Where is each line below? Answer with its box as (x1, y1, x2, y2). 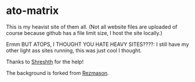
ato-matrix (6, 4, 59, 17)
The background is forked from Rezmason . (6, 69, 109, 76)
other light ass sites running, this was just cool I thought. (6, 47, 142, 54)
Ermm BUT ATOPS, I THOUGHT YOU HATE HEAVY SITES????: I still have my (6, 41, 189, 48)
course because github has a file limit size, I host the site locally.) (6, 29, 162, 36)
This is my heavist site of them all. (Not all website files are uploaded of (6, 23, 177, 30)
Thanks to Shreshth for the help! (6, 58, 83, 65)
